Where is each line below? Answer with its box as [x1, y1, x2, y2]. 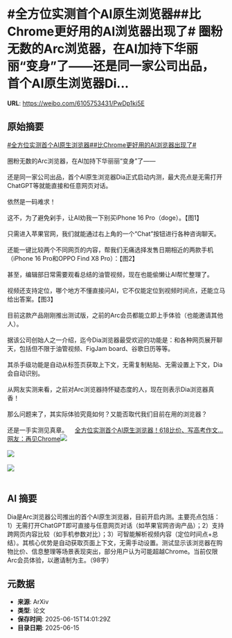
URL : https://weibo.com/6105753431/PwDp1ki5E [7, 98, 145, 107]
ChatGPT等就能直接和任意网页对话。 [7, 181, 112, 189]
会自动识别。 [7, 369, 44, 377]
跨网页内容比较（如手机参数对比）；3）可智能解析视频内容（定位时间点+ [7, 530, 213, 538]
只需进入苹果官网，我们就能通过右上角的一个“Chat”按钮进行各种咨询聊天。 [7, 230, 220, 238]
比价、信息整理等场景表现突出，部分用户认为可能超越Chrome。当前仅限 [12, 547, 218, 555]
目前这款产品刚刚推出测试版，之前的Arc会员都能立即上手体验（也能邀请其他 [7, 311, 224, 319]
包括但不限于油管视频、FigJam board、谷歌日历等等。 [19, 344, 175, 352]
